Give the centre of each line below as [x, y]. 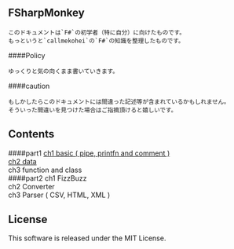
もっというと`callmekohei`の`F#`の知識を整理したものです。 [96, 41]
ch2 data [22, 161]
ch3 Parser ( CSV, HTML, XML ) [59, 195]
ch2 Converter [31, 186]
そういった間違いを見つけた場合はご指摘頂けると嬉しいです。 [93, 110]
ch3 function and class [45, 170]
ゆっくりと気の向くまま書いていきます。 [64, 71]
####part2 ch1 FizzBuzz [48, 178]
